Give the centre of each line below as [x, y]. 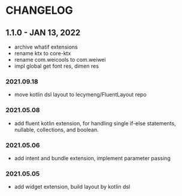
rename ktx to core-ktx [43, 53]
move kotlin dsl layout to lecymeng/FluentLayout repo [81, 95]
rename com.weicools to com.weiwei [60, 60]
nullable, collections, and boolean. [57, 129]
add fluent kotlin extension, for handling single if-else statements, [95, 123]
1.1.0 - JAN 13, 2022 [43, 33]
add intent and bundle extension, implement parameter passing [92, 158]
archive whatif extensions [46, 47]
